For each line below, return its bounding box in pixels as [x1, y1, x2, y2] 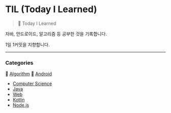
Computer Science [12, 81, 52, 87]
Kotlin [12, 97, 25, 103]
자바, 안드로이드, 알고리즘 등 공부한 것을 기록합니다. [5, 30, 107, 36]
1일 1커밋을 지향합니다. [5, 42, 50, 48]
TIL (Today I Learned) [5, 4, 98, 15]
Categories [5, 59, 34, 66]
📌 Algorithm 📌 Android [5, 71, 52, 77]
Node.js [12, 102, 30, 108]
